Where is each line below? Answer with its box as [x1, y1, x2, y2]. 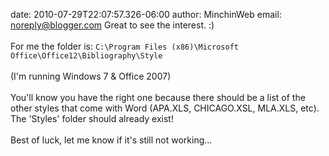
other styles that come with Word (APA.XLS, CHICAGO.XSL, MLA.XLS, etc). [10, 102, 320, 114]
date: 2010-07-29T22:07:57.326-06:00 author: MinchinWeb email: [10, 9, 282, 20]
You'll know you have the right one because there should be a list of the [10, 92, 306, 103]
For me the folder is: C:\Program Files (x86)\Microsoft [10, 40, 239, 52]
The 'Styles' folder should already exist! [10, 113, 174, 124]
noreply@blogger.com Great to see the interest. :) [10, 19, 215, 31]
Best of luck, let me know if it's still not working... [10, 134, 213, 146]
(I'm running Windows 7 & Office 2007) [10, 70, 172, 82]
